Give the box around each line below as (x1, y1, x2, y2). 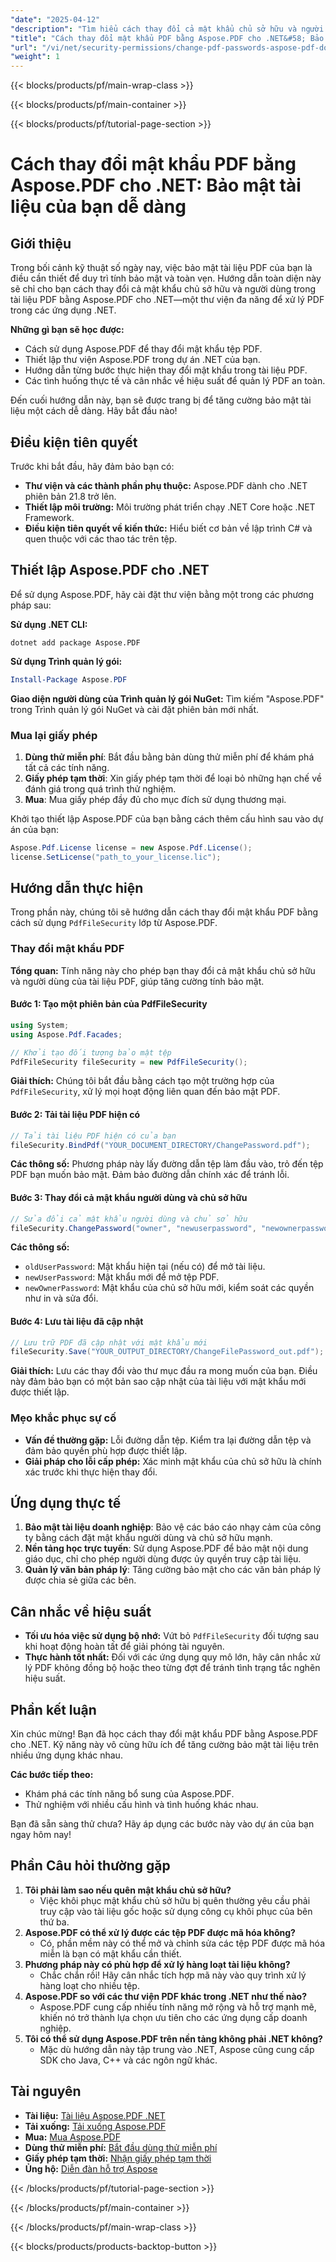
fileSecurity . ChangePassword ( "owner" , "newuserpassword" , (10, 1223, 257, 1233)
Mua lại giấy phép (10, 728, 98, 742)
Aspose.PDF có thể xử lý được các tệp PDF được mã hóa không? (24, 1926, 296, 1938)
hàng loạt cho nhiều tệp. (39, 1979, 140, 1991)
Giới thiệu (10, 235, 72, 252)
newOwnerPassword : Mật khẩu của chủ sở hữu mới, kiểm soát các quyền (24, 1282, 315, 1294)
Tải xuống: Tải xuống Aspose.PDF (24, 2120, 167, 2132)
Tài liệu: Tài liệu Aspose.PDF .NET (24, 2109, 166, 2121)
